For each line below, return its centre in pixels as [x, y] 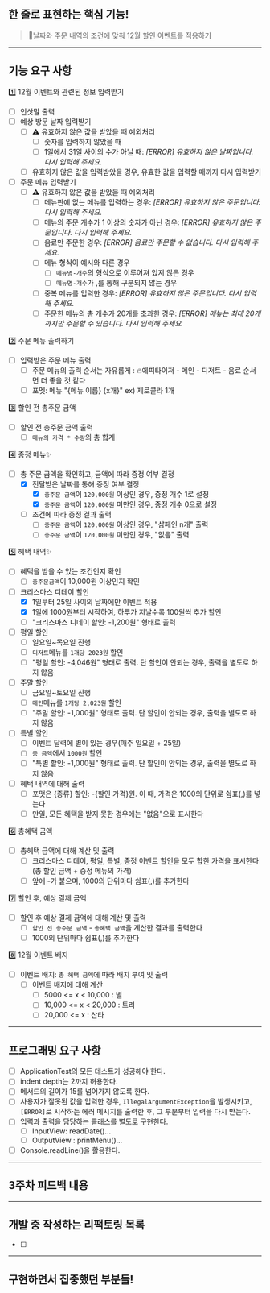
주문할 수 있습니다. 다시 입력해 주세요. [124, 323]
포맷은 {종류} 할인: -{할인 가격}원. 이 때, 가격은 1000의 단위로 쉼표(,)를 [142, 794]
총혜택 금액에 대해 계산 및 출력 [67, 850]
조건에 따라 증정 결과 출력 [72, 515]
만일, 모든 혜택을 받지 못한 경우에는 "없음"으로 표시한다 [118, 814]
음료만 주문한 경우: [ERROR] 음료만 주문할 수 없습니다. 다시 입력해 [147, 242]
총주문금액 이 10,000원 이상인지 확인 [86, 582]
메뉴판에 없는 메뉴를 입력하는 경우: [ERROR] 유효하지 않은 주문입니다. [152, 202]
